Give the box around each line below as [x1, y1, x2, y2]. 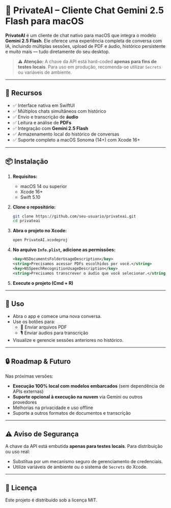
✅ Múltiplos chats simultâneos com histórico [12, 108, 106, 114]
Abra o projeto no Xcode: [12, 228, 67, 234]
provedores [12, 399, 37, 406]
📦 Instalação [5, 157, 48, 166]
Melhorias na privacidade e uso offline [12, 405, 93, 411]
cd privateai [12, 219, 41, 224]
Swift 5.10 [20, 194, 41, 200]
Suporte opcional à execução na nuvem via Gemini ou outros [12, 394, 143, 400]
